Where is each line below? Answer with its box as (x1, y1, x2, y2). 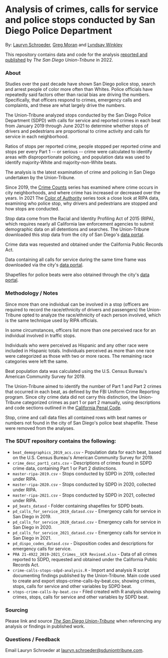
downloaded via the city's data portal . (5, 262, 84, 268)
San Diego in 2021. (12, 535, 52, 541)
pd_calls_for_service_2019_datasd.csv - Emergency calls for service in (12, 508, 161, 514)
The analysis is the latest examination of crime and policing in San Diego (5, 169, 155, 175)
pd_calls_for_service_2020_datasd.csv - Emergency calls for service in (12, 519, 161, 525)
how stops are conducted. (5, 206, 59, 212)
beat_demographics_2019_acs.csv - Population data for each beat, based (12, 449, 162, 455)
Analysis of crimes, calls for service (5, 4, 158, 15)
